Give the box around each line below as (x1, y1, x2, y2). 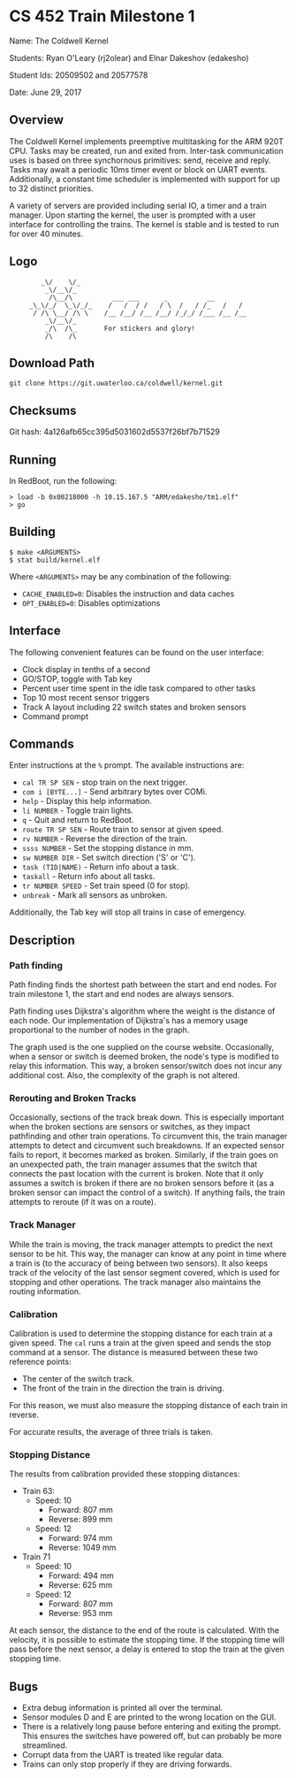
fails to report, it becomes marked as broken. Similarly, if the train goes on (9, 1150, 278, 1161)
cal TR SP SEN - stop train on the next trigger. (21, 777, 188, 788)
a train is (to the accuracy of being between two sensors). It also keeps (9, 1258, 268, 1268)
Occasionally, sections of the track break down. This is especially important (9, 1112, 285, 1123)
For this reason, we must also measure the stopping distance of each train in (9, 1400, 288, 1411)
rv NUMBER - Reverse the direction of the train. (21, 833, 188, 844)
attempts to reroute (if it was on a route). (9, 1197, 156, 1207)
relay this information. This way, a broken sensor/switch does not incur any (9, 1061, 283, 1071)
